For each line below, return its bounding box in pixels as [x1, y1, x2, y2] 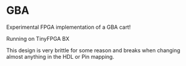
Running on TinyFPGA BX [6, 35, 69, 42]
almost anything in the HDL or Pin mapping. [6, 53, 115, 60]
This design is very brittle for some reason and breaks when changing [6, 46, 181, 54]
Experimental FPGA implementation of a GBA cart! [6, 23, 131, 31]
